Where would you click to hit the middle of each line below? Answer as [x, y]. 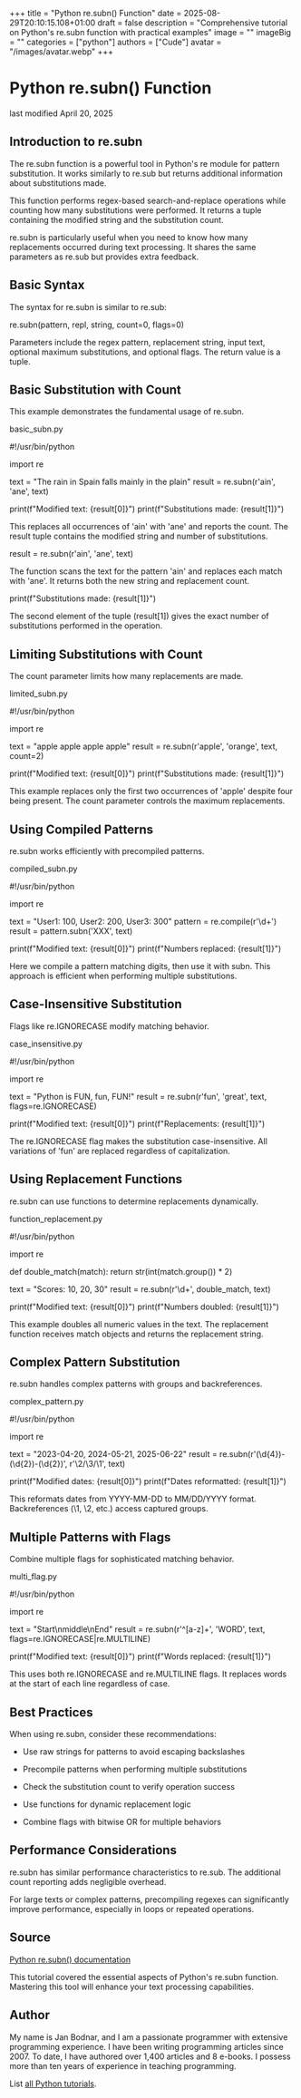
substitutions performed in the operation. [86, 626]
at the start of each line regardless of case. [90, 1684]
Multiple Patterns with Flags [90, 1537]
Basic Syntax [47, 285]
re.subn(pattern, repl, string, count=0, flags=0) [97, 325]
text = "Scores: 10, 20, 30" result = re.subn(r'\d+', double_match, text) [140, 1289]
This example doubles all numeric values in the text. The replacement [139, 1324]
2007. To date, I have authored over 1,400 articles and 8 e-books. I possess [150, 2056]
